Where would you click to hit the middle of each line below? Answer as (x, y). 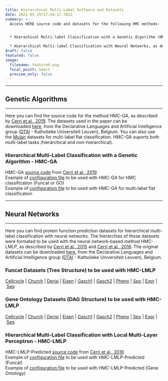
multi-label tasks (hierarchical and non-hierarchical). (59, 142)
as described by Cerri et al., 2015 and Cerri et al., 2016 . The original (89, 247)
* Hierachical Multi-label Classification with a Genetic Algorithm (82, 37)
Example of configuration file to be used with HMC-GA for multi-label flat (80, 188)
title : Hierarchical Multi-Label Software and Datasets (64, 10)
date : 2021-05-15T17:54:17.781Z (39, 14)
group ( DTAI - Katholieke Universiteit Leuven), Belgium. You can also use (80, 132)
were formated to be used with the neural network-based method (72, 241)
